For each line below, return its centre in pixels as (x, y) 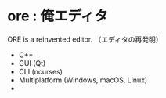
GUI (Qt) (32, 63)
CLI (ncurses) (41, 71)
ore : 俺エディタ (58, 16)
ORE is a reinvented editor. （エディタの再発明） (85, 39)
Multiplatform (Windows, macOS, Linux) (83, 80)
